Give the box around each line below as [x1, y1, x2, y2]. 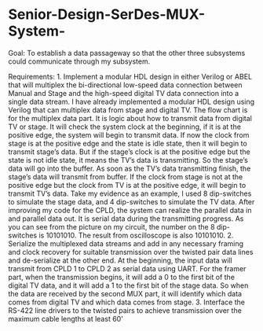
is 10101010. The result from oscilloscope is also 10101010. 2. [38, 230, 234, 240]
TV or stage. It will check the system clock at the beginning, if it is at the [8, 122, 242, 131]
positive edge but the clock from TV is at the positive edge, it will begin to [8, 180, 247, 189]
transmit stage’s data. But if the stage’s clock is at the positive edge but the [8, 147, 250, 156]
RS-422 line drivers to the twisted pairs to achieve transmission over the [8, 305, 242, 315]
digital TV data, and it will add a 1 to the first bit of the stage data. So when [8, 281, 249, 290]
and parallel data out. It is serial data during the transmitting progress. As [8, 214, 244, 223]
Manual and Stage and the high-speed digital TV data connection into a [8, 88, 239, 97]
